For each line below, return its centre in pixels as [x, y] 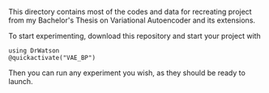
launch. [21, 81]
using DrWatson [34, 51]
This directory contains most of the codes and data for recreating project [130, 12]
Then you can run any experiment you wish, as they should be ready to [127, 73]
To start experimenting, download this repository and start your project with [134, 36]
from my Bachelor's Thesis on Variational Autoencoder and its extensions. [132, 20]
